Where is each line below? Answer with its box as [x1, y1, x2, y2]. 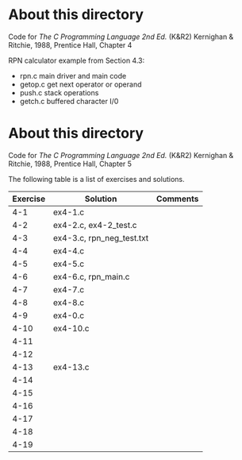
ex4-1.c [52, 207, 85, 218]
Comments [156, 193, 199, 204]
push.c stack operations [19, 87, 99, 97]
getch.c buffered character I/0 [19, 96, 119, 106]
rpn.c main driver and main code [19, 71, 127, 80]
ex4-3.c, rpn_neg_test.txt [52, 232, 149, 243]
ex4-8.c [52, 296, 85, 307]
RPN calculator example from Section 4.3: [8, 56, 145, 65]
